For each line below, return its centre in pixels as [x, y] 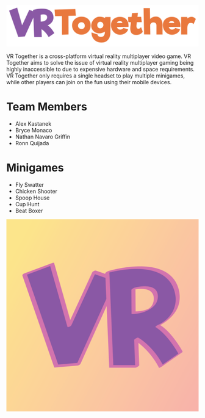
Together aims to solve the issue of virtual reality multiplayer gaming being [100, 63]
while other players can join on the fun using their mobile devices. [89, 82]
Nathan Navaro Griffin [43, 137]
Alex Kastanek [33, 124]
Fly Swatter [30, 185]
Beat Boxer [29, 211]
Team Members [47, 107]
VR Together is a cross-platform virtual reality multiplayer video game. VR [99, 56]
